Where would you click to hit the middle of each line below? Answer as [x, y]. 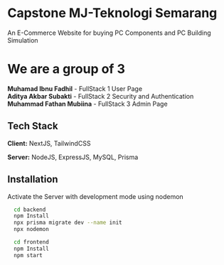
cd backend [30, 210]
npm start [28, 255]
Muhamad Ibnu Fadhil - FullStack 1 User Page [75, 88]
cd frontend [32, 242]
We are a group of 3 [66, 69]
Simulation [23, 40]
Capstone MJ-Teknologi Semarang [112, 13]
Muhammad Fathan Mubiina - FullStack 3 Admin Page [88, 104]
